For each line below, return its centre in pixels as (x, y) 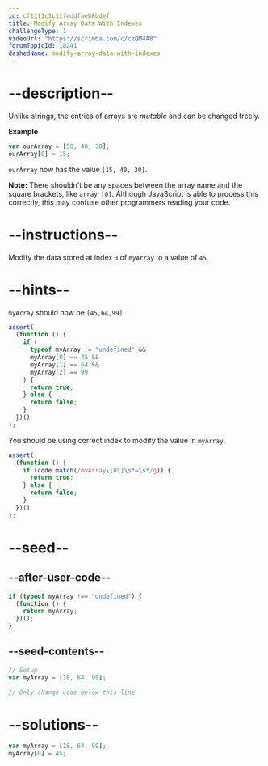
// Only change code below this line (72, 692)
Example (23, 131)
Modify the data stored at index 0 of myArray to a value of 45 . (109, 257)
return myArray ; (50, 612)
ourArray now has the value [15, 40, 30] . (78, 169)
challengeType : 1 (38, 31)
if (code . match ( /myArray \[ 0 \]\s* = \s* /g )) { (97, 470)
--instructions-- (63, 235)
